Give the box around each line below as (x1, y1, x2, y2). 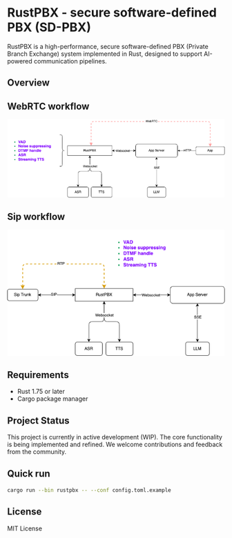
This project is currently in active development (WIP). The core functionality (7, 433, 223, 441)
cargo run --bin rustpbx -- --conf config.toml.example (7, 487, 171, 494)
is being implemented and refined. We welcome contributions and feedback (7, 440, 223, 449)
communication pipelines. (33, 57, 107, 65)
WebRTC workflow (7, 100, 90, 112)
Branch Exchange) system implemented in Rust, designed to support (7, 50, 202, 58)
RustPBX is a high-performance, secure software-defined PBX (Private (7, 42, 209, 50)
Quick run (7, 468, 50, 479)
